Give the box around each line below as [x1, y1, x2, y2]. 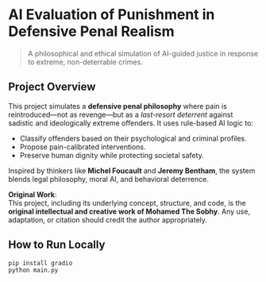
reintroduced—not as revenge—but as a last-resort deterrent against [8, 110, 233, 119]
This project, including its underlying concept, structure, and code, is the [8, 198, 246, 207]
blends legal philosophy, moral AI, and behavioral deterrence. [8, 174, 209, 183]
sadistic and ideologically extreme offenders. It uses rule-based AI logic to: [8, 118, 254, 128]
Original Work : [8, 189, 57, 199]
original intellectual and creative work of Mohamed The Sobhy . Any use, [8, 207, 251, 216]
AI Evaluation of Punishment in [8, 6, 215, 24]
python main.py [8, 266, 59, 275]
